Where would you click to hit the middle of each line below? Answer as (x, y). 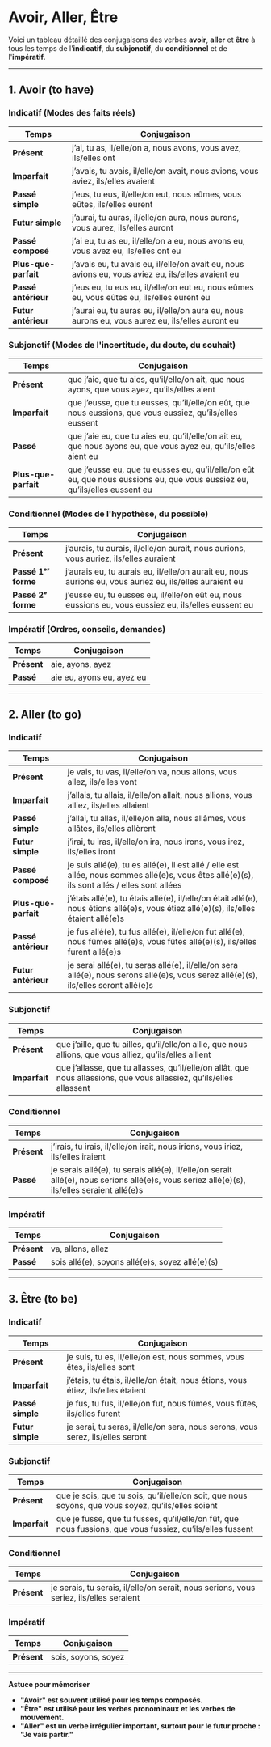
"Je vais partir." (47, 1734)
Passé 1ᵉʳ (31, 572)
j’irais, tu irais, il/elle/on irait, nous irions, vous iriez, (147, 1147)
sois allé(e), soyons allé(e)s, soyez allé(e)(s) (135, 1262)
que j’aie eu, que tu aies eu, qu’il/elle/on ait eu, (155, 435)
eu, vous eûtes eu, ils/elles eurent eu (142, 297)
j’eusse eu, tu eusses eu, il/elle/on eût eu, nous (154, 595)
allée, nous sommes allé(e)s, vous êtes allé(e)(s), (161, 876)
